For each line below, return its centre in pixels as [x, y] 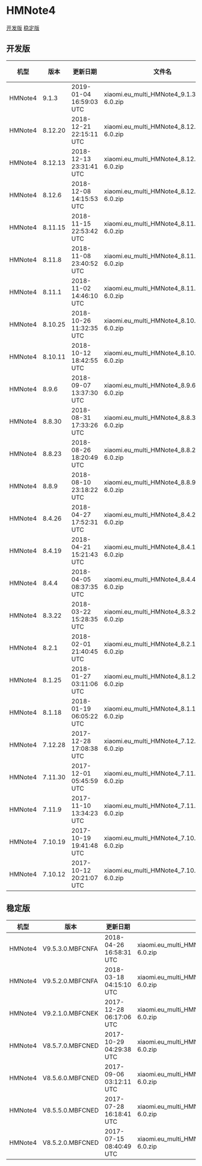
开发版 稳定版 [23, 28]
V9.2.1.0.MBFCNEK [70, 1013]
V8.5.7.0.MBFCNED [71, 1046]
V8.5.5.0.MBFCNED [71, 1110]
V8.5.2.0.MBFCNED [71, 1143]
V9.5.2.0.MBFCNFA [70, 981]
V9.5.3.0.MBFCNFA [70, 948]
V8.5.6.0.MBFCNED [71, 1078]
